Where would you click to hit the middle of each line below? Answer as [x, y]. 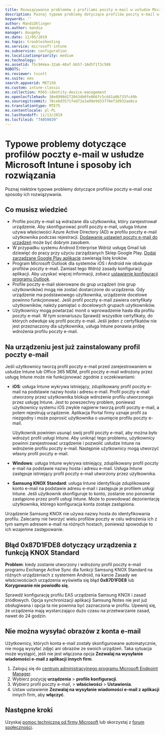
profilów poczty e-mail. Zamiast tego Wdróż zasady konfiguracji [77, 268]
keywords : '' [18, 19]
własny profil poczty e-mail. [40, 454]
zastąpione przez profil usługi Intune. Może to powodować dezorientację [86, 499]
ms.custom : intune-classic [33, 87]
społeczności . [19, 727]
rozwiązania [30, 175]
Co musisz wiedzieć [36, 210]
